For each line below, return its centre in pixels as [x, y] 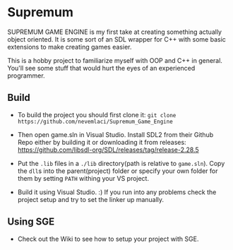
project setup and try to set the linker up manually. [91, 199]
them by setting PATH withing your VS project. [83, 178]
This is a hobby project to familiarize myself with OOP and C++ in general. [115, 60]
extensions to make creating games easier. [70, 47]
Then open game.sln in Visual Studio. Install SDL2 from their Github [115, 134]
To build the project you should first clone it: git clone [97, 114]
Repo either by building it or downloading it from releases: [102, 142]
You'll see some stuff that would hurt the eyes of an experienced [101, 68]
